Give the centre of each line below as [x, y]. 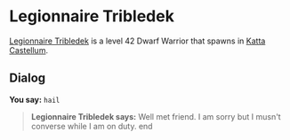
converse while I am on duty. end [92, 126]
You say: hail [35, 99]
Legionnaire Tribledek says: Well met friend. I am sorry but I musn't [156, 116]
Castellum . [29, 50]
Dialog [28, 78]
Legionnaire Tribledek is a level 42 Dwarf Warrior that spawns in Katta [137, 41]
